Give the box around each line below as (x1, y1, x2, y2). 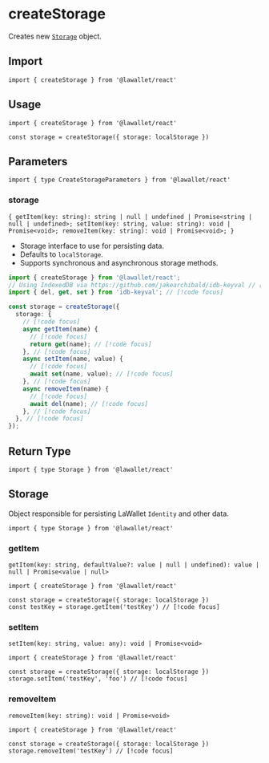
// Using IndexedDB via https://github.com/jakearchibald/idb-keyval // (8, 281, 256, 289)
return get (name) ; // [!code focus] (29, 340, 152, 348)
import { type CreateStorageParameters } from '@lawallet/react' (8, 176, 231, 185)
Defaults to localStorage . (19, 250, 104, 259)
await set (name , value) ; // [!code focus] (29, 370, 174, 378)
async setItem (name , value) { (22, 355, 124, 363)
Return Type (8, 444, 71, 458)
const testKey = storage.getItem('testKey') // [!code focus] (8, 603, 220, 611)
